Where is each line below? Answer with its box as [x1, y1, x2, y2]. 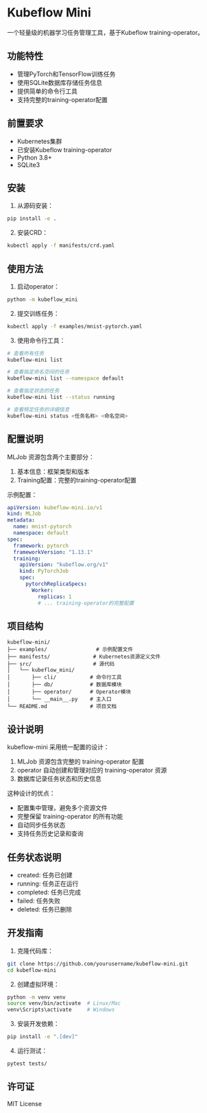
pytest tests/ [7, 1060, 48, 1067]
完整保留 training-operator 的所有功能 [16, 812, 123, 820]
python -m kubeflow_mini [7, 296, 78, 303]
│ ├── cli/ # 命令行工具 [7, 674, 122, 681]
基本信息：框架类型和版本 [16, 467, 90, 476]
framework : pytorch [13, 542, 69, 549]
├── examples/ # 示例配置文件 [7, 646, 134, 653]
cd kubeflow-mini [7, 966, 57, 974]
